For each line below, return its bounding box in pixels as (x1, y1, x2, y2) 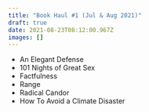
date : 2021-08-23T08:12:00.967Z (8, 26, 114, 34)
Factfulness (19, 71, 57, 81)
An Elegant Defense (19, 55, 84, 64)
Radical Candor (19, 88, 70, 98)
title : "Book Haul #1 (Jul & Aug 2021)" (8, 11, 143, 20)
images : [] (8, 33, 44, 42)
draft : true (8, 19, 47, 27)
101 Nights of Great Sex (19, 63, 96, 73)
